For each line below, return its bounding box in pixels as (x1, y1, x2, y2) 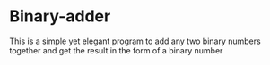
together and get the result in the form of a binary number (9, 45, 223, 55)
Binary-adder (9, 6, 111, 27)
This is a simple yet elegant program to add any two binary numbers (9, 36, 262, 46)
